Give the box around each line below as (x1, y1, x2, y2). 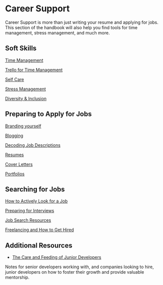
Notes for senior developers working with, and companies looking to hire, (5, 264, 154, 270)
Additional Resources (5, 241, 72, 249)
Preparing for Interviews (5, 208, 54, 214)
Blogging (5, 132, 24, 138)
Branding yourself (5, 123, 41, 129)
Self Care (5, 76, 24, 82)
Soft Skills (5, 44, 37, 52)
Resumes (5, 152, 24, 158)
